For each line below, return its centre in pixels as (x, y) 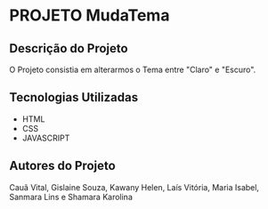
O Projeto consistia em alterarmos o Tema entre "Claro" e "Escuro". (133, 69)
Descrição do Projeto (69, 48)
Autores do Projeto (62, 166)
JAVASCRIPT (46, 138)
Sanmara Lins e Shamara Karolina (71, 197)
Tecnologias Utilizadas (74, 97)
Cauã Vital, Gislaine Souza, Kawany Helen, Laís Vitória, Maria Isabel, (134, 187)
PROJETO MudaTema (89, 16)
